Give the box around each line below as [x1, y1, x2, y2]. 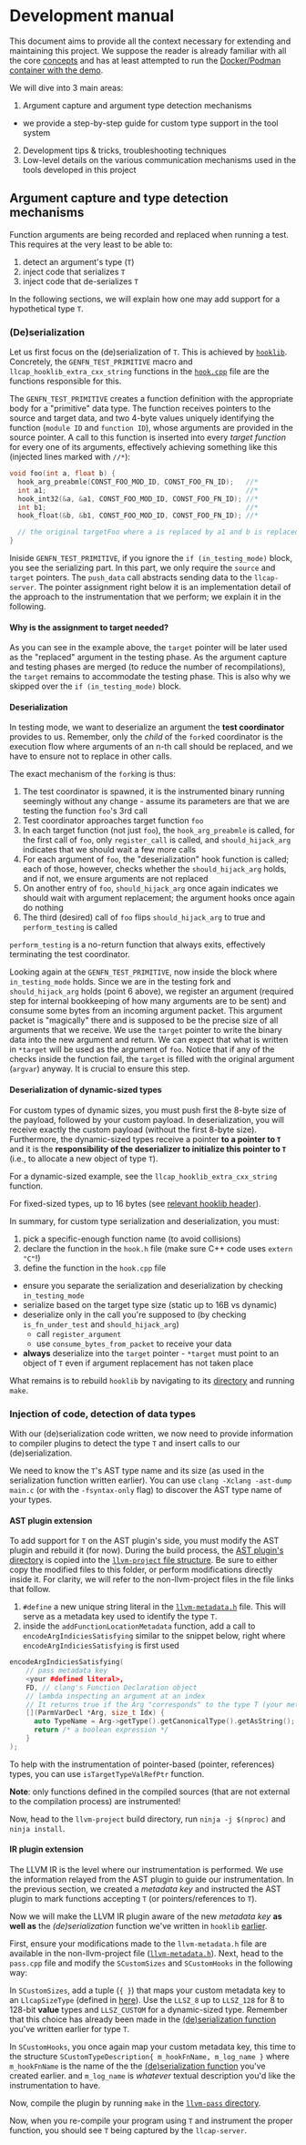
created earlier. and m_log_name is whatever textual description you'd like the [9, 2069, 296, 2081]
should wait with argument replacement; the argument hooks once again [22, 893, 296, 904]
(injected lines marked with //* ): [9, 452, 130, 463]
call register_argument [36, 1328, 122, 1339]
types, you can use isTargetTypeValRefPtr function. [9, 1768, 205, 1779]
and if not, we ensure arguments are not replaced [22, 873, 209, 884]
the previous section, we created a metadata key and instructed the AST [9, 1883, 282, 1895]
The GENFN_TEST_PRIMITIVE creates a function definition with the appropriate [9, 393, 294, 404]
